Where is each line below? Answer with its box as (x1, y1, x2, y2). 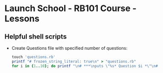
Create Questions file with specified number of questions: (11, 45, 127, 51)
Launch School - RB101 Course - (4, 3, 137, 14)
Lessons (4, 13, 40, 24)
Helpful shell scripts (4, 32, 67, 41)
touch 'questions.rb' (11, 55, 55, 59)
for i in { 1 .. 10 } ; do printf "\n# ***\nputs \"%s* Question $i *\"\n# (11, 63, 158, 68)
